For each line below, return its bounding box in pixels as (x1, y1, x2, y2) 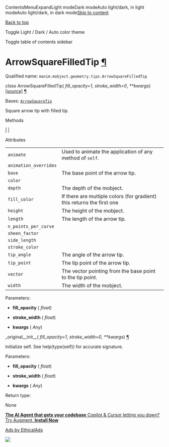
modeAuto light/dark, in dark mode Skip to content (5, 10, 109, 16)
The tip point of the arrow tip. (61, 259, 131, 266)
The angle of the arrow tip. (61, 251, 124, 258)
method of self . (61, 154, 100, 161)
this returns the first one (61, 199, 119, 206)
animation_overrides (8, 162, 57, 168)
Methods (5, 117, 24, 123)
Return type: (5, 392, 31, 398)
